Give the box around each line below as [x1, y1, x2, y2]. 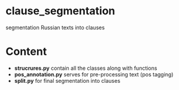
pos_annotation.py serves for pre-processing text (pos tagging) [14, 70, 174, 78]
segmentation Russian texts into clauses [5, 24, 105, 31]
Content [5, 45, 47, 58]
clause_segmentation [5, 4, 116, 18]
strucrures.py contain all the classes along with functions [14, 64, 157, 72]
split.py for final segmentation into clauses [14, 77, 121, 84]
